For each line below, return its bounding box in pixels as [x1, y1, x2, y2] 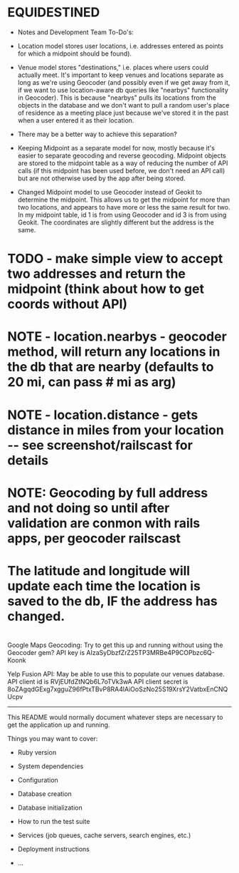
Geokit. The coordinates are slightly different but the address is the [17, 218, 215, 227]
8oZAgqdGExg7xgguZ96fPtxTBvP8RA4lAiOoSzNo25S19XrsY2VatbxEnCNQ [7, 685, 228, 693]
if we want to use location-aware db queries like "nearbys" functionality [17, 86, 229, 94]
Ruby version [17, 748, 57, 757]
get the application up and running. [7, 720, 110, 729]
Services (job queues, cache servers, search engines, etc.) [17, 831, 191, 840]
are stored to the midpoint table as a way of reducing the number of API [17, 158, 228, 167]
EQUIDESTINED [7, 4, 100, 21]
